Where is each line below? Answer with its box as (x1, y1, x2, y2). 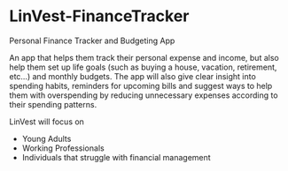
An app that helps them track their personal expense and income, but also (9, 52, 279, 63)
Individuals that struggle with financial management (21, 152, 211, 162)
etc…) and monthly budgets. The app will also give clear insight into (9, 71, 257, 81)
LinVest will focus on (9, 116, 84, 127)
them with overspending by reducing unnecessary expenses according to (9, 90, 278, 100)
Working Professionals (21, 143, 105, 153)
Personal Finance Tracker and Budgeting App (9, 35, 175, 46)
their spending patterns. (9, 99, 97, 109)
